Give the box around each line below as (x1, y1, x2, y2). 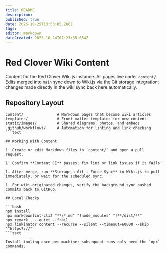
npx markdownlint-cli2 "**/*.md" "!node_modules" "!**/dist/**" (5, 213, 142, 218)
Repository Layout (5, 99, 64, 107)
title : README (5, 7, 35, 13)
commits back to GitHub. (5, 187, 57, 192)
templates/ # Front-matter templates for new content (5, 116, 147, 121)
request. (5, 152, 24, 157)
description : (5, 12, 33, 17)
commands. (5, 244, 26, 249)
